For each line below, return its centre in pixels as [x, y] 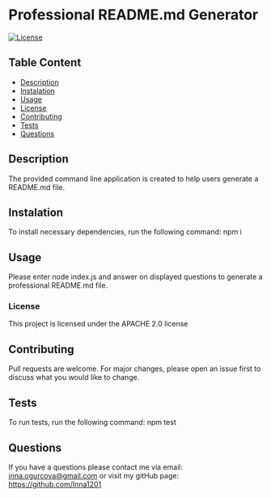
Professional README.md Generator [133, 15]
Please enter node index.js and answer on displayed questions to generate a [135, 277]
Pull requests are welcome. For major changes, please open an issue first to [135, 369]
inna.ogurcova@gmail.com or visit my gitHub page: [94, 475]
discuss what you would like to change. [74, 377]
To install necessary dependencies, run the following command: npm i [125, 232]
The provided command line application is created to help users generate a [133, 179]
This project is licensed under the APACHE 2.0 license [98, 324]
